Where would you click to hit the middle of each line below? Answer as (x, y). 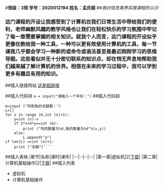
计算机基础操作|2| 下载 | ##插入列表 (40, 163)
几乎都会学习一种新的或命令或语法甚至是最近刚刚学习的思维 (86, 51)
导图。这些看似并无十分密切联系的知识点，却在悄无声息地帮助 (79, 59)
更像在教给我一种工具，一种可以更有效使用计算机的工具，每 (76, 44)
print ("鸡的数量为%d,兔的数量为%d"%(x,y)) (64, 129)
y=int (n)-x (26, 119)
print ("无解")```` (33, 147)
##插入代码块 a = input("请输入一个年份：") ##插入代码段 (62, 96)
